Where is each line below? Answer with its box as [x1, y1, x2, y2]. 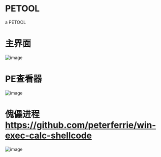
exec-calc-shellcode [5, 130, 92, 141]
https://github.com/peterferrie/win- [5, 120, 156, 130]
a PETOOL [5, 19, 26, 25]
